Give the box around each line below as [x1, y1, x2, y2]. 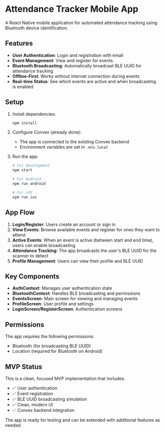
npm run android [12, 181, 46, 186]
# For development [12, 163, 50, 168]
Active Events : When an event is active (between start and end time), [12, 237, 154, 243]
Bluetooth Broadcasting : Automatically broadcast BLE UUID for [12, 62, 142, 68]
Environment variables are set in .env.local [19, 144, 108, 150]
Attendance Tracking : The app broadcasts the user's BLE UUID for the [12, 247, 157, 253]
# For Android [12, 177, 41, 182]
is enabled [12, 84, 33, 90]
